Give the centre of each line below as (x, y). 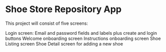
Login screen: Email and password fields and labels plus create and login (81, 33)
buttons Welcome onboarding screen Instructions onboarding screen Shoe (83, 38)
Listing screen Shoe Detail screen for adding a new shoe (64, 43)
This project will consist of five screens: (47, 23)
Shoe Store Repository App (64, 9)
